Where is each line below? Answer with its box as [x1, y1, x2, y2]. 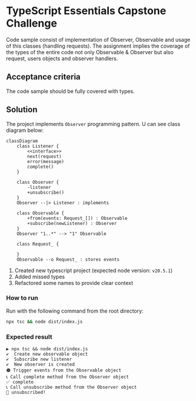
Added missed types [14, 273, 65, 280]
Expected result [6, 333, 52, 341]
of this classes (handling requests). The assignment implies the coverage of [6, 42, 190, 49]
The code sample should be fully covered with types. [6, 87, 135, 95]
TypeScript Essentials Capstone [6, 4, 167, 18]
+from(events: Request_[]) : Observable [27, 215, 128, 221]
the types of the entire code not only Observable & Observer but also [6, 48, 174, 55]
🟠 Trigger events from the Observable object [6, 367, 122, 373]
